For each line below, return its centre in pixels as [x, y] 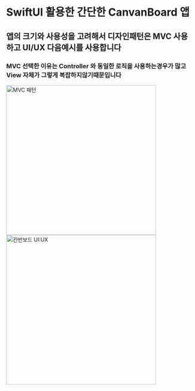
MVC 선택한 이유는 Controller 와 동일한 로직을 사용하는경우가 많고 [96, 66]
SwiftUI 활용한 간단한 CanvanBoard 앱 [98, 12]
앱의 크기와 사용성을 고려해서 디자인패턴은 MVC [89, 36]
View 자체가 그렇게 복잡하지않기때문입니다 [64, 75]
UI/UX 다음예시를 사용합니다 [72, 48]
